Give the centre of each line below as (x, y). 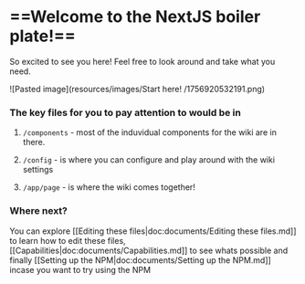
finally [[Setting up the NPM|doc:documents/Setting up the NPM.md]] (140, 260)
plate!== (42, 36)
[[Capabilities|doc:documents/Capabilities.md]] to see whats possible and (149, 250)
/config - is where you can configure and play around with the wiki (149, 160)
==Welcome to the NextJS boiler (135, 17)
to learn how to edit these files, (68, 240)
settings (38, 170)
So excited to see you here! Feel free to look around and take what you (142, 61)
